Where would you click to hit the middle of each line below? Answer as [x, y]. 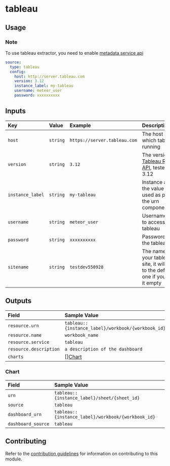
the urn [151, 201]
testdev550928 [87, 267]
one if [149, 276]
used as [151, 195]
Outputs [18, 301]
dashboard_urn [25, 414]
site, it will [154, 264]
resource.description [34, 349]
